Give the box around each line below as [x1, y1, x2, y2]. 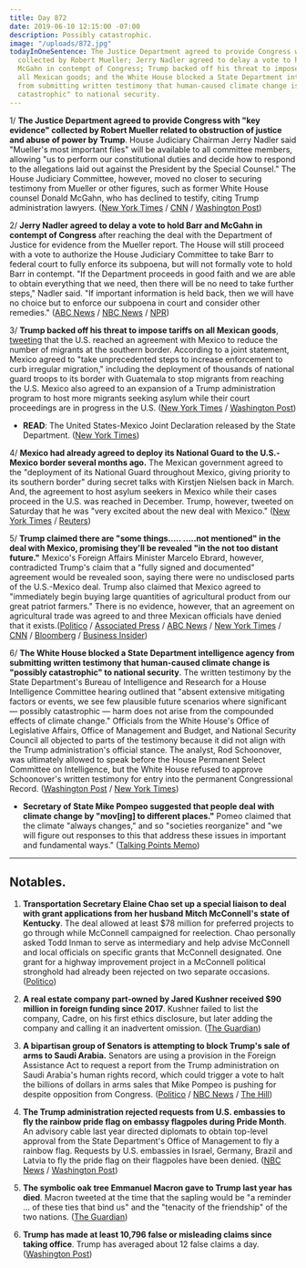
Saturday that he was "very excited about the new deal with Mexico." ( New [9, 505, 291, 516]
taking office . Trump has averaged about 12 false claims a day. [22, 1239, 260, 1250]
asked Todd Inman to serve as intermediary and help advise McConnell [22, 937, 290, 949]
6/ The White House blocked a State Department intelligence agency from [9, 647, 295, 658]
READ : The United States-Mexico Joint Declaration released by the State [22, 420, 296, 431]
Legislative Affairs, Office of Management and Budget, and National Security [9, 724, 297, 735]
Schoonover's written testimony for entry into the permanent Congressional [9, 773, 293, 785]
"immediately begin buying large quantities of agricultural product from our [9, 590, 291, 602]
